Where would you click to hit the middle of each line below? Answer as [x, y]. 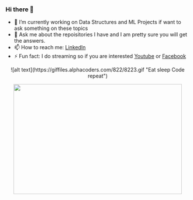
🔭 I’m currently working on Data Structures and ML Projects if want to [98, 22]
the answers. [30, 41]
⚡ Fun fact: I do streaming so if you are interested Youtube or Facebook [100, 56]
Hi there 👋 [20, 9]
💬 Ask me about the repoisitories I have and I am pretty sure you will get [101, 35]
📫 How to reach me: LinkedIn [50, 48]
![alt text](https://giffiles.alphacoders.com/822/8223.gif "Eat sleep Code [98, 70]
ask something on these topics [51, 28]
